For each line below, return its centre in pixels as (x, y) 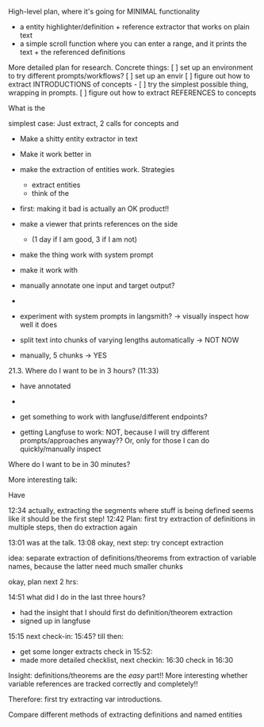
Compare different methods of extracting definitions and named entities (126, 714)
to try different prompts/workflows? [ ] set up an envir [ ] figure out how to (129, 76)
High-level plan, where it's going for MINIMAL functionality (104, 11)
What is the (27, 108)
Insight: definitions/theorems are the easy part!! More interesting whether (128, 675)
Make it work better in (55, 154)
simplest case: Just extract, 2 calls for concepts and (94, 123)
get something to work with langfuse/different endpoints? (113, 417)
